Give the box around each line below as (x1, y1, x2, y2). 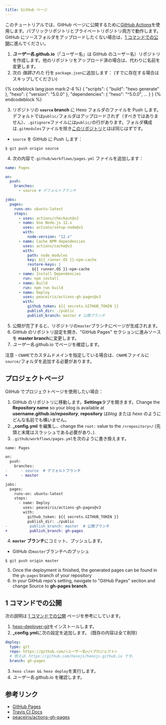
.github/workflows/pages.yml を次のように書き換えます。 (12, 435, 129, 441)
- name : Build (18, 280, 48, 286)
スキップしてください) (12, 76, 58, 82)
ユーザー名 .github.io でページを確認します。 (12, 341, 102, 347)
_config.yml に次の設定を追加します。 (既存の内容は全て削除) (12, 630, 138, 636)
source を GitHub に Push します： (12, 136, 83, 142)
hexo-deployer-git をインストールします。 (12, 624, 97, 630)
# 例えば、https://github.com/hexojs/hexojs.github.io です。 (9, 654, 136, 659)
